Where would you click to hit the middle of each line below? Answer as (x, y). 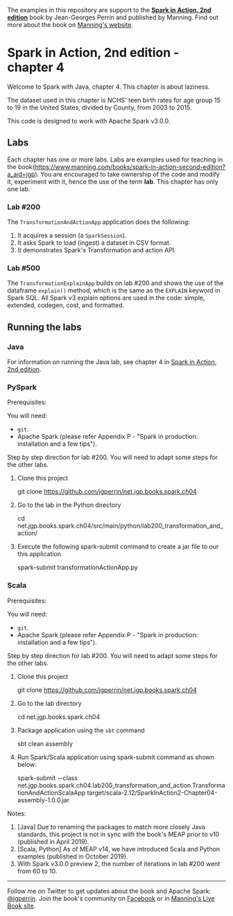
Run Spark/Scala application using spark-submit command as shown (116, 757)
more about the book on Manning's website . (70, 25)
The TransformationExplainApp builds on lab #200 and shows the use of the (115, 283)
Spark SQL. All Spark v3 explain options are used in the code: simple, (106, 298)
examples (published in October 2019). (72, 856)
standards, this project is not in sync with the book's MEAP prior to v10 (118, 834)
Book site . (21, 906)
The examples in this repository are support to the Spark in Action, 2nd (109, 10)
